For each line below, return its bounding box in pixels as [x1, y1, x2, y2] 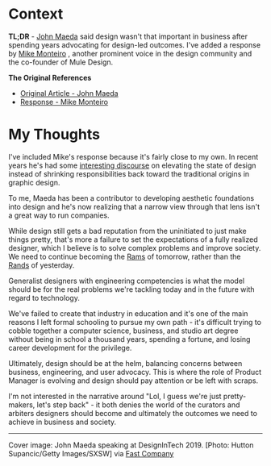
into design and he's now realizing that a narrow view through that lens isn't [8, 202, 261, 211]
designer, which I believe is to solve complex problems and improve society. [8, 243, 261, 252]
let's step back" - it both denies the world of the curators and [36, 400, 240, 410]
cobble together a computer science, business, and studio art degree [8, 326, 239, 335]
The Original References [8, 73, 92, 82]
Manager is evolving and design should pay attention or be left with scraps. [8, 376, 259, 385]
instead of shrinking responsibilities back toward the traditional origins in [8, 169, 250, 178]
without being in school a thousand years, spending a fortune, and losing [8, 334, 251, 343]
